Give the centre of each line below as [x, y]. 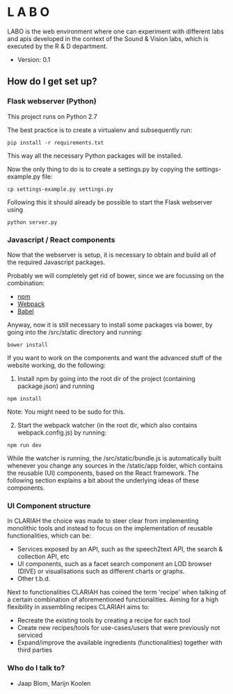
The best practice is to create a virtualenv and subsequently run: [100, 130]
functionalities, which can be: [49, 535]
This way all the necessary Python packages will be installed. [95, 155]
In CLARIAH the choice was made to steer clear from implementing [103, 521]
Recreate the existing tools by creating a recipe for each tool [104, 620]
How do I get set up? [52, 82]
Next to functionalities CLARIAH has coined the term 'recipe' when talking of [116, 592]
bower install [28, 345]
